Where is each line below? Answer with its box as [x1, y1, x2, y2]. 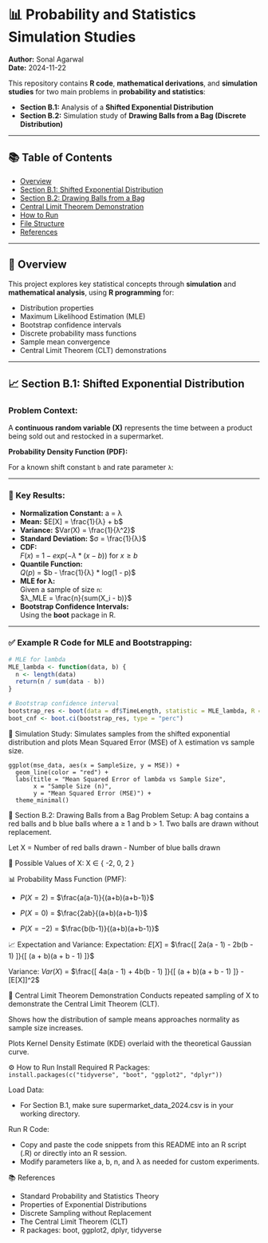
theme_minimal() [15, 796, 69, 804]
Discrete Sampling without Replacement [19, 1208, 152, 1217]
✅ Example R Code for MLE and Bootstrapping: [8, 637, 193, 649]
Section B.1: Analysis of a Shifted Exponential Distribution [19, 102, 214, 112]
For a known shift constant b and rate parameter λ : [8, 463, 174, 472]
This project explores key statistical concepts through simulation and [8, 279, 237, 288]
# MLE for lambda [8, 655, 66, 663]
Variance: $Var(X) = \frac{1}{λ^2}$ [19, 525, 136, 534]
